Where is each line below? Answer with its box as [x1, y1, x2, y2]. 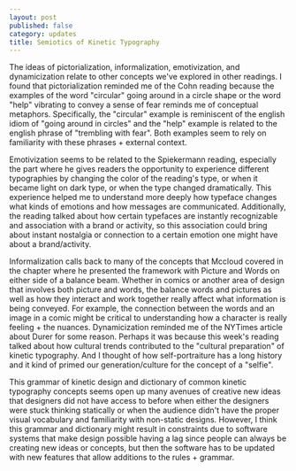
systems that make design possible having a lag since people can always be [9, 433, 287, 444]
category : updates [9, 29, 77, 38]
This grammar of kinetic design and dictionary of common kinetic [9, 377, 247, 388]
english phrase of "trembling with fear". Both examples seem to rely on [9, 127, 267, 138]
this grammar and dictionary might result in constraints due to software [9, 424, 268, 435]
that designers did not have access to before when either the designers [9, 396, 269, 406]
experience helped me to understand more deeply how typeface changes [9, 192, 277, 203]
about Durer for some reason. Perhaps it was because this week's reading [9, 331, 280, 342]
